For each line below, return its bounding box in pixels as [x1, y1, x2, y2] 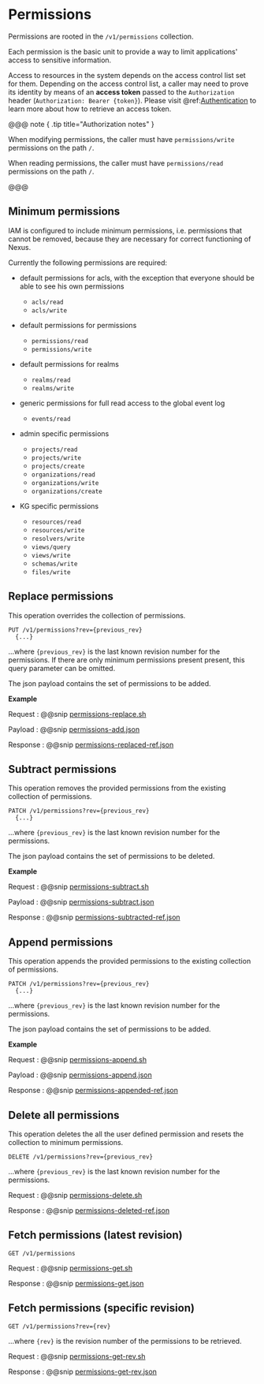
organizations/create [31, 487, 102, 495]
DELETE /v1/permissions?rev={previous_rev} [8, 1153, 154, 1161]
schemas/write [31, 560, 78, 568]
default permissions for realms [19, 359, 120, 368]
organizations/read [31, 471, 96, 479]
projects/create [31, 462, 85, 470]
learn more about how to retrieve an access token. [8, 104, 172, 114]
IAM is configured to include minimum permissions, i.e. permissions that [8, 226, 243, 235]
